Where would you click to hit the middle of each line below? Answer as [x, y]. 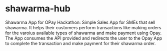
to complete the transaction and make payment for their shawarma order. [80, 43]
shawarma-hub [38, 9]
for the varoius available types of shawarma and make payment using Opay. [83, 33]
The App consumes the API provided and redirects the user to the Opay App [84, 38]
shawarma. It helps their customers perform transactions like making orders [83, 27]
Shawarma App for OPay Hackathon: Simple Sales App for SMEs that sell [80, 22]
